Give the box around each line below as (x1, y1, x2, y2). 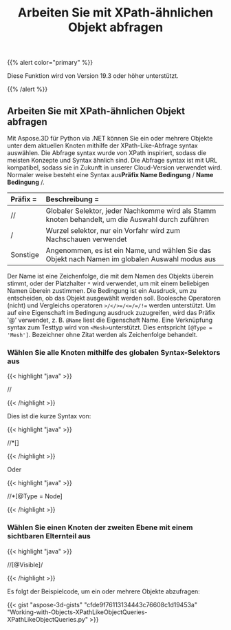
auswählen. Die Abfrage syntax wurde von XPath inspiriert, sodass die (7, 149, 207, 156)
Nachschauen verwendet (45, 234, 127, 244)
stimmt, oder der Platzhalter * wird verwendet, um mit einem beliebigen (7, 279, 210, 287)
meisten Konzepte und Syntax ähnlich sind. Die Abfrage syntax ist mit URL (7, 156, 218, 164)
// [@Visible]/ (7, 560, 43, 569)
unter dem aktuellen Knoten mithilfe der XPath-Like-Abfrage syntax (7, 141, 198, 150)
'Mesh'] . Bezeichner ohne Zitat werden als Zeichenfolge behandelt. (7, 331, 198, 338)
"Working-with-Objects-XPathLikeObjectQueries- (7, 608, 148, 616)
